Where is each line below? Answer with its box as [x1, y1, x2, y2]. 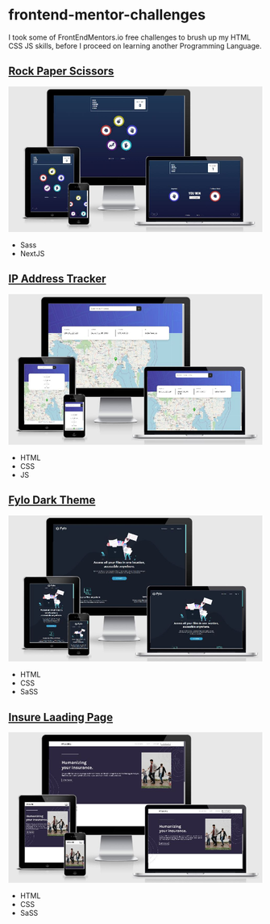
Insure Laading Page [8, 710, 114, 724]
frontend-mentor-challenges [8, 6, 206, 24]
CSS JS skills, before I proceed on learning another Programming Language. [8, 40, 262, 50]
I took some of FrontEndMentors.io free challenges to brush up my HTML [8, 32, 251, 42]
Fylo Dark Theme [8, 493, 96, 507]
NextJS [19, 248, 45, 258]
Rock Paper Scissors [8, 65, 114, 78]
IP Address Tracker [8, 272, 106, 286]
